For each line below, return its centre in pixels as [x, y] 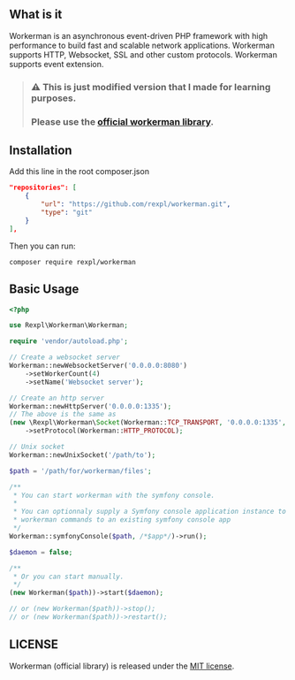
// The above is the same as [63, 415]
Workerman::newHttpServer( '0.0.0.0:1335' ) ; [91, 406]
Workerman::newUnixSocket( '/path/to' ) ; [83, 455]
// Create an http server [57, 398]
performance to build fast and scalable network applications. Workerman [142, 45]
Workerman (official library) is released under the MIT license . [122, 666]
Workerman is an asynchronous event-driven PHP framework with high [139, 35]
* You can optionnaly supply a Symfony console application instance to [150, 512]
